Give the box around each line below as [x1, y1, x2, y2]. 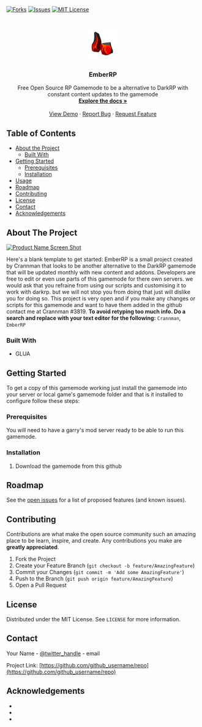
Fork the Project [15, 556, 56, 563]
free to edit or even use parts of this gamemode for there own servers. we [6, 275, 193, 282]
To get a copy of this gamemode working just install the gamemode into [6, 384, 187, 392]
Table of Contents [6, 128, 77, 138]
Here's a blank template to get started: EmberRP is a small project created [6, 255, 193, 263]
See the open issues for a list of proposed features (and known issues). [6, 496, 187, 503]
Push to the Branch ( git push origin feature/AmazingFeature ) [15, 575, 173, 583]
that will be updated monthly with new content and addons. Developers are [6, 268, 196, 276]
